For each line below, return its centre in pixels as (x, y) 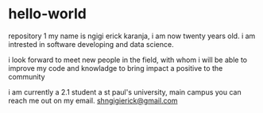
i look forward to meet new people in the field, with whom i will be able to (128, 60)
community (27, 76)
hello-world (48, 14)
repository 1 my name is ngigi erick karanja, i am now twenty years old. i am (132, 36)
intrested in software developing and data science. (91, 44)
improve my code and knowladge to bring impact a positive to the (116, 68)
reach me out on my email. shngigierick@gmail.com (93, 100)
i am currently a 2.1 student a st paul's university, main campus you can (125, 92)
